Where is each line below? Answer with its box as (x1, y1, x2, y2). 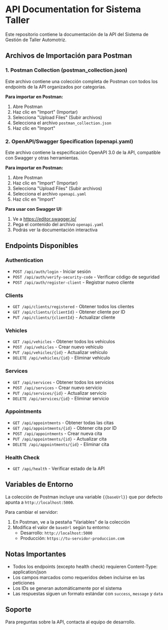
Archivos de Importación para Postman (5, 51, 132, 60)
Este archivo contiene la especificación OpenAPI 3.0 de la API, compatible (5, 149, 161, 155)
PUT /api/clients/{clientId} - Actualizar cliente (12, 314, 116, 320)
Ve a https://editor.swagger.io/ (12, 215, 76, 222)
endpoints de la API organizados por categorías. (5, 84, 106, 90)
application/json (12, 569, 47, 575)
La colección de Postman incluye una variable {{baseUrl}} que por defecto (5, 494, 163, 500)
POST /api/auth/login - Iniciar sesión (12, 268, 91, 275)
